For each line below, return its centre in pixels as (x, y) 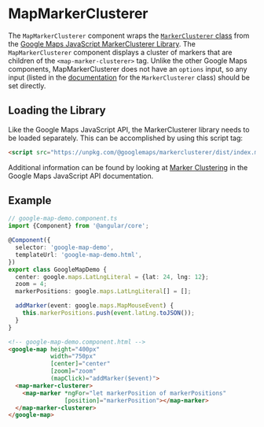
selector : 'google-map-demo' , (64, 248)
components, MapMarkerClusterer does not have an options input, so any (128, 69)
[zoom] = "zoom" (73, 371)
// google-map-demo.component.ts (63, 219)
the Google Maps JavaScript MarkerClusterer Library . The (102, 43)
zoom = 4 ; (31, 284)
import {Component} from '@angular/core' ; (79, 226)
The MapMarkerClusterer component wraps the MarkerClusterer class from (129, 35)
